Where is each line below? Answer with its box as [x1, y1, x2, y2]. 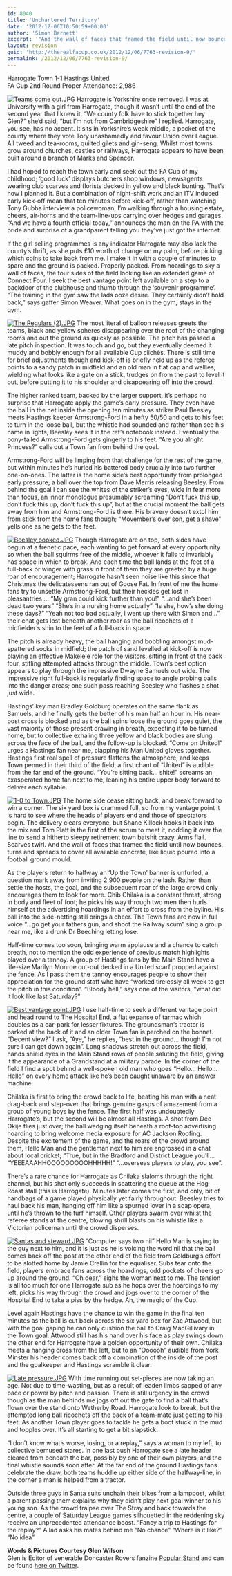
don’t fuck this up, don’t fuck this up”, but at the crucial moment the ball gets [7, 500, 225, 508]
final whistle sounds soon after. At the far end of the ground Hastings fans [7, 1460, 217, 1469]
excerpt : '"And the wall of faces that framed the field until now [7, 36, 206, 43]
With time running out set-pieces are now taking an [68, 1374, 214, 1382]
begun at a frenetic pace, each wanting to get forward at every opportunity [7, 542, 221, 551]
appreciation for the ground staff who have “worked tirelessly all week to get [7, 977, 225, 986]
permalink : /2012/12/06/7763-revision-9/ [7, 55, 128, 62]
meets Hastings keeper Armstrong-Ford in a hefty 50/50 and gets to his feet [7, 413, 224, 421]
